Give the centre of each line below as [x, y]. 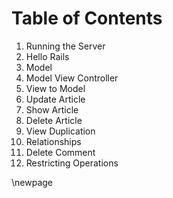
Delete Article [54, 120]
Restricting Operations [72, 163]
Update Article [55, 99]
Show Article [52, 109]
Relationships [53, 141]
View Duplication [60, 131]
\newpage [32, 182]
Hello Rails [47, 56]
